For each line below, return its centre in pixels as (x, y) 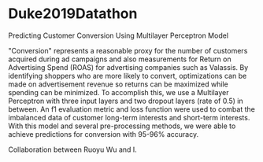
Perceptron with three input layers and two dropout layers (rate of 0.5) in (126, 101)
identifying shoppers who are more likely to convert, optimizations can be (128, 75)
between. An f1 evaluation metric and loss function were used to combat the (132, 109)
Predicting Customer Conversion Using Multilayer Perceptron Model (119, 35)
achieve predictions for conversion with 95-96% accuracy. (104, 134)
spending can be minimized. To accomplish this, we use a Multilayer (119, 92)
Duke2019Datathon (73, 14)
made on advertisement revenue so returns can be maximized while (118, 84)
